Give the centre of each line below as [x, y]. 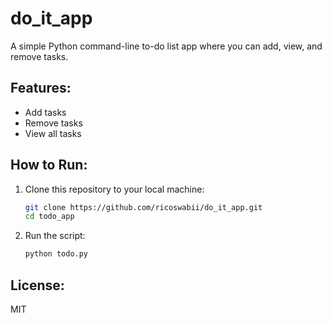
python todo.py [56, 254]
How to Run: [49, 165]
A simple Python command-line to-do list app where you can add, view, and [166, 46]
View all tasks [53, 133]
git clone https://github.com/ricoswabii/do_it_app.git [143, 207]
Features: [41, 88]
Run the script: [55, 236]
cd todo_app [49, 217]
